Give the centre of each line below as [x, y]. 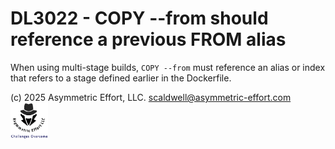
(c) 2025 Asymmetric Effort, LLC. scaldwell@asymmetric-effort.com [151, 97]
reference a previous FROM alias [148, 39]
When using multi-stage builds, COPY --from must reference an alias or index [168, 67]
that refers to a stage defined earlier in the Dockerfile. [121, 78]
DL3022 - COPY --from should [139, 18]
